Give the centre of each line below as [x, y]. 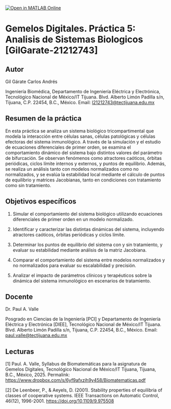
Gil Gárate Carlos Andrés [31, 81]
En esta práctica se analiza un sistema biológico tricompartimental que [80, 131]
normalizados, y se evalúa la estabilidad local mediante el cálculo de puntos [85, 174]
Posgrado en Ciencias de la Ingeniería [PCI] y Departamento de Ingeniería [83, 319]
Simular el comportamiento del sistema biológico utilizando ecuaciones [88, 214]
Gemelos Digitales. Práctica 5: [70, 29]
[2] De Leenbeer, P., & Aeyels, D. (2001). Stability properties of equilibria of [84, 390]
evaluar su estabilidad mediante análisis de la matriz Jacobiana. [80, 250]
